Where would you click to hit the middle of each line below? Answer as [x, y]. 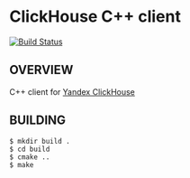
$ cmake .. [30, 157]
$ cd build [30, 149]
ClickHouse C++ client [95, 17]
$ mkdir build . [40, 141]
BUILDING [37, 121]
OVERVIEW [41, 70]
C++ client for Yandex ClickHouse [72, 91]
